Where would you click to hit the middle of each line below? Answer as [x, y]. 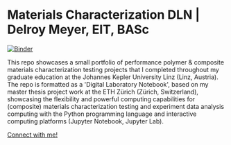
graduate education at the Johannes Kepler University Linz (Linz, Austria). [113, 77]
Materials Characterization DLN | [103, 15]
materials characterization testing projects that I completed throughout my [113, 69]
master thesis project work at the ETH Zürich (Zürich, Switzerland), [103, 92]
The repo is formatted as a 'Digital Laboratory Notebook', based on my [108, 84]
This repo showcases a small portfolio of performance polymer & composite [115, 62]
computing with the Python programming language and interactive [102, 114]
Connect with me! [32, 135]
